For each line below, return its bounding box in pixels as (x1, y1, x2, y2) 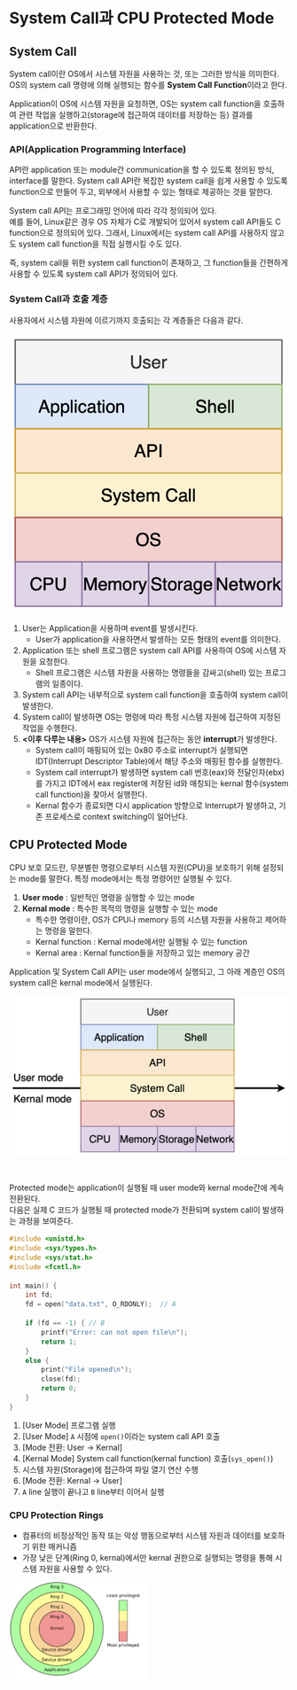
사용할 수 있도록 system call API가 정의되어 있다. (9, 269, 179, 279)
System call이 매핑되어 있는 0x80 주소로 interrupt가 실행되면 (35, 744, 248, 755)
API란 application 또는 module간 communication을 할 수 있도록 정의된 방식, (9, 165, 275, 175)
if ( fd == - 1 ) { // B (25, 1319, 105, 1328)
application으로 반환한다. (9, 121, 98, 131)
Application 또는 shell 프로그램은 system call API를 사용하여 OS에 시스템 (21, 644, 277, 656)
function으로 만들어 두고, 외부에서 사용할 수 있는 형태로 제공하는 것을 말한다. (9, 187, 273, 198)
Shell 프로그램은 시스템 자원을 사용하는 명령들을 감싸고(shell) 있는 (35, 666, 263, 678)
